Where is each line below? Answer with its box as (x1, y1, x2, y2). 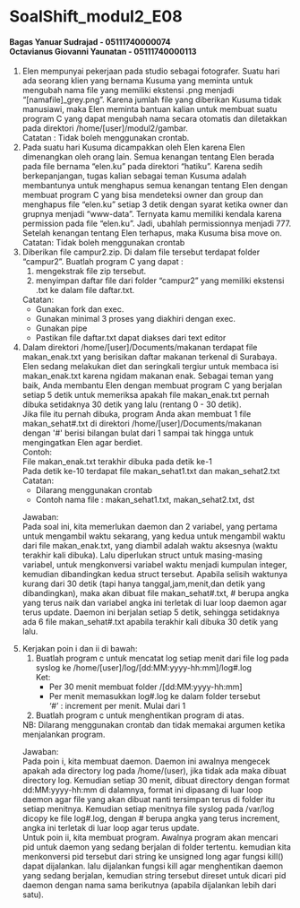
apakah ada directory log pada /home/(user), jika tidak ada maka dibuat (21, 765, 287, 776)
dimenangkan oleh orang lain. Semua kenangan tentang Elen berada (21, 151, 275, 162)
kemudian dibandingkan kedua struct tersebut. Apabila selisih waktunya (21, 569, 288, 580)
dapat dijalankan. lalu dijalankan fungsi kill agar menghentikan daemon (21, 860, 284, 871)
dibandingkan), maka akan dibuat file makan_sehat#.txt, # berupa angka (21, 588, 289, 599)
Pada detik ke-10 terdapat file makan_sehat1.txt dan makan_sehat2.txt (21, 466, 280, 477)
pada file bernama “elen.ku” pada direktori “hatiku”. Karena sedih (21, 161, 262, 172)
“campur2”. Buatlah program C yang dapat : (21, 256, 184, 267)
